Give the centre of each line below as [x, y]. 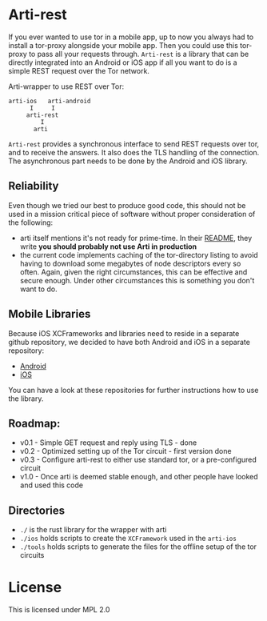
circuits [32, 555]
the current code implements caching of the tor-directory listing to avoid [139, 254]
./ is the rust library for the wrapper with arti [93, 530]
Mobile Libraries [50, 314]
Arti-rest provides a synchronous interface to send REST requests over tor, [134, 144]
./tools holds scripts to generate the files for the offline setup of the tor [138, 547]
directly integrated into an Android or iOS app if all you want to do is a [123, 62]
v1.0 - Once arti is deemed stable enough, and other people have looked [139, 477]
